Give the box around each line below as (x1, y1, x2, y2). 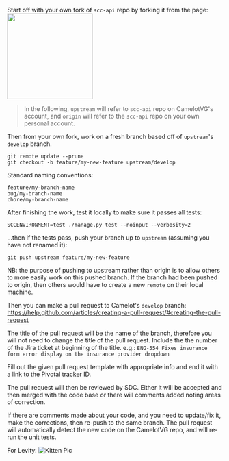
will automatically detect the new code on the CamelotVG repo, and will (7, 426, 208, 434)
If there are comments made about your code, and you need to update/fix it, (7, 411, 221, 419)
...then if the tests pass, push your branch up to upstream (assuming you (7, 234, 210, 242)
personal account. (23, 119, 75, 127)
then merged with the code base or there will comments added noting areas (7, 390, 221, 399)
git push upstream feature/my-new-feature (7, 254, 130, 261)
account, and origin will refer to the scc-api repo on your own (23, 112, 200, 120)
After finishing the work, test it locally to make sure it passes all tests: (7, 208, 202, 216)
